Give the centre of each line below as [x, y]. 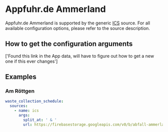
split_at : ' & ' [40, 120]
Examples [21, 77]
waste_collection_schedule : [34, 101]
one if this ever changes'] [31, 61]
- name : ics [26, 111]
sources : [19, 106]
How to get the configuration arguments [69, 44]
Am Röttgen [20, 91]
